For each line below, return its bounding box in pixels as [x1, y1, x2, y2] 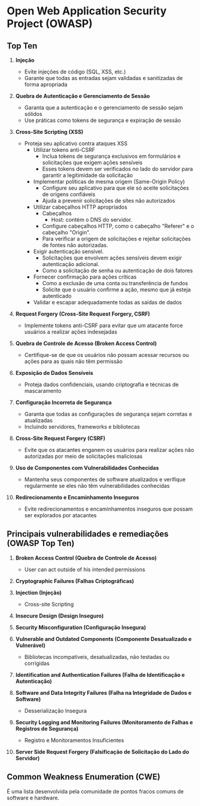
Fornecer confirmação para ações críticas [33, 273, 137, 280]
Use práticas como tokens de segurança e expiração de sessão [24, 117, 181, 124]
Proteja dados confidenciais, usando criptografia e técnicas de [24, 381, 179, 388]
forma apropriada [24, 81, 67, 88]
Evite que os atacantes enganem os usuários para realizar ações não [24, 447, 195, 453]
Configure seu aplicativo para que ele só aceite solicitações [42, 184, 189, 191]
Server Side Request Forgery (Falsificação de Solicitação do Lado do [15, 748, 189, 755]
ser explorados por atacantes [24, 512, 97, 518]
